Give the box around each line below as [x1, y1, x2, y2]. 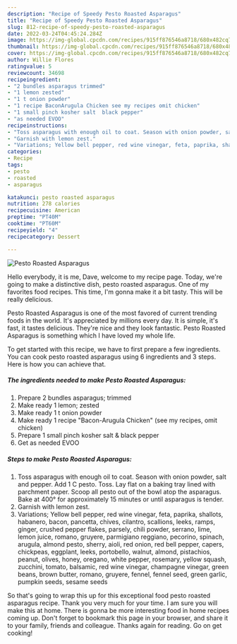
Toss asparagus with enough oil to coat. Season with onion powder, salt [17, 472, 227, 481]
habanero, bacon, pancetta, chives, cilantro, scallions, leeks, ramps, [17, 518, 216, 526]
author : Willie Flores [7, 56, 74, 64]
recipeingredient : [7, 76, 61, 83]
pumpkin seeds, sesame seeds [17, 578, 108, 586]
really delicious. [7, 294, 53, 304]
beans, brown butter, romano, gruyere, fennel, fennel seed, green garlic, [17, 570, 228, 579]
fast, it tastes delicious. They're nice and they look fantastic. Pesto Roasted [7, 323, 226, 332]
